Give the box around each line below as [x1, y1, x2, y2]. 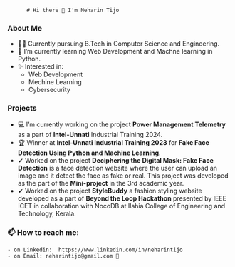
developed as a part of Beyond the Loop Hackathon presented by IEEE [17, 193, 226, 203]
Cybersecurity [28, 86, 71, 94]
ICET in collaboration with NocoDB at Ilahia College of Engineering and [17, 201, 226, 210]
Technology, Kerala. [17, 209, 76, 218]
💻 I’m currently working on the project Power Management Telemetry [17, 120, 226, 129]
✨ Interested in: [17, 62, 64, 71]
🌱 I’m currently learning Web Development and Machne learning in [17, 47, 213, 56]
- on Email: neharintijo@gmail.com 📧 [7, 252, 120, 260]
